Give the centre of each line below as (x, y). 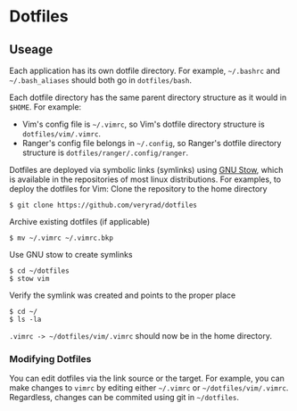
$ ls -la (25, 319)
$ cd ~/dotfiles (39, 271)
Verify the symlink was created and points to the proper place (123, 295)
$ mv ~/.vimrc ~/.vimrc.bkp (62, 238)
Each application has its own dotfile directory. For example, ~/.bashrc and (145, 70)
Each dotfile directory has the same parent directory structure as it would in (148, 97)
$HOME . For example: (45, 107)
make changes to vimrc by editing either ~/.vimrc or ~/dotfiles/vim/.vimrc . (149, 388)
